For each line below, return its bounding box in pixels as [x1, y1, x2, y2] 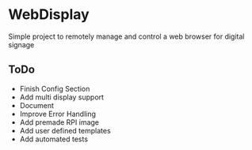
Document [19, 100, 54, 110]
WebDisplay [8, 6, 90, 24]
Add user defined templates [19, 126, 111, 135]
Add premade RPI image [19, 117, 100, 127]
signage [8, 39, 35, 49]
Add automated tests [19, 134, 89, 144]
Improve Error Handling [19, 109, 97, 118]
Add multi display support [19, 92, 105, 102]
